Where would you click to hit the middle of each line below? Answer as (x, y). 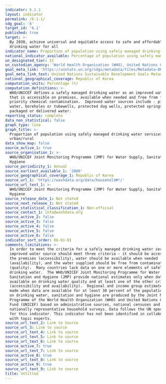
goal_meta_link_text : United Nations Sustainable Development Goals (77, 74)
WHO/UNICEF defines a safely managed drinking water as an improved (82, 93)
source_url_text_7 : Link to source (42, 351)
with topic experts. (31, 318)
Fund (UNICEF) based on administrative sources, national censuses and (85, 304)
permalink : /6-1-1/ (25, 19)
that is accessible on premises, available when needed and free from (84, 97)
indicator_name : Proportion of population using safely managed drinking (83, 51)
